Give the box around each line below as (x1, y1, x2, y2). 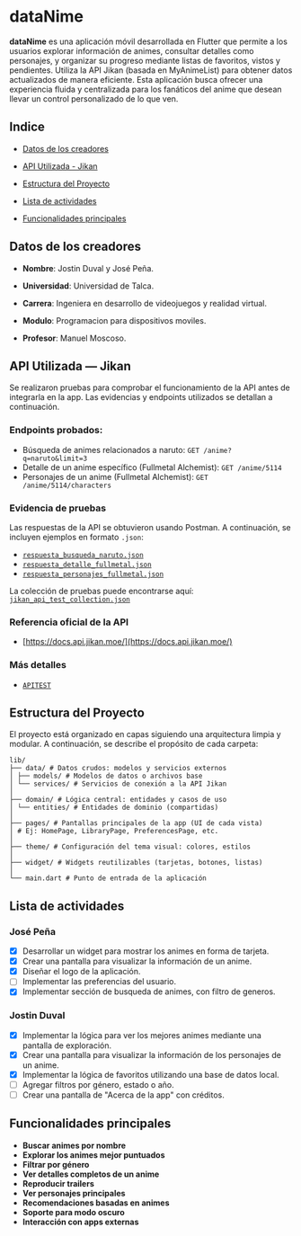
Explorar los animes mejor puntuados (22, 1149, 165, 1160)
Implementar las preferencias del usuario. (22, 976, 177, 987)
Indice (9, 120, 45, 135)
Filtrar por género (22, 1159, 90, 1169)
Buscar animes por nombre (22, 1140, 127, 1151)
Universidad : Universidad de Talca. (22, 280, 155, 291)
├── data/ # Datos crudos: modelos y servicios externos (9, 764, 227, 773)
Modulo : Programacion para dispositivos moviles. (22, 315, 207, 325)
